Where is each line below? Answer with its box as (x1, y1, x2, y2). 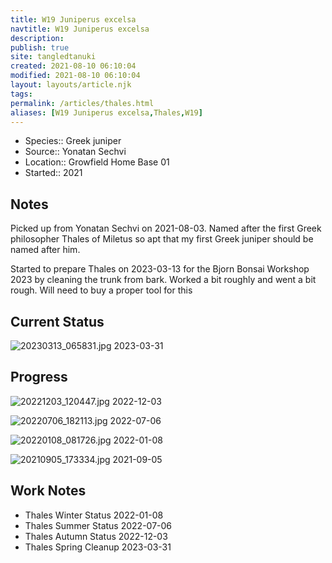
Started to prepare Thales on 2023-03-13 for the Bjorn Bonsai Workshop (10, 263, 310, 275)
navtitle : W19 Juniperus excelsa (10, 24, 150, 34)
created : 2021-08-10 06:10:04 (10, 61, 137, 71)
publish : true (10, 42, 70, 53)
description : (10, 33, 65, 43)
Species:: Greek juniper (24, 135, 122, 147)
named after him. (10, 244, 81, 256)
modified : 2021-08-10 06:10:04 (10, 71, 141, 81)
